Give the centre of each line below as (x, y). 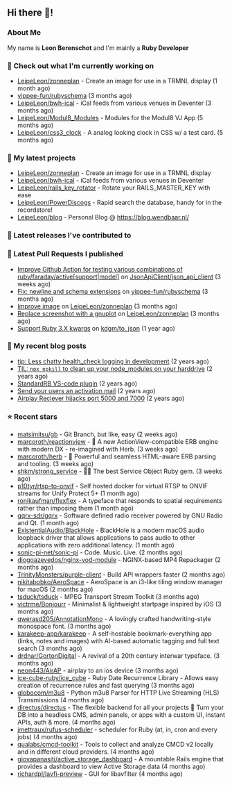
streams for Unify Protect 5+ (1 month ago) (78, 493)
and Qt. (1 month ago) (48, 523)
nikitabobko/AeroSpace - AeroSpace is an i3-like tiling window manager (120, 582)
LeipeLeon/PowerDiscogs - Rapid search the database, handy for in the (119, 203)
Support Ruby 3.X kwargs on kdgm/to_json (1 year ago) (96, 328)
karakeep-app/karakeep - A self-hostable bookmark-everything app (115, 634)
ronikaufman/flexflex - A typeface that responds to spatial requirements (120, 501)
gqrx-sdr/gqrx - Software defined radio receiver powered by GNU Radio (120, 515)
